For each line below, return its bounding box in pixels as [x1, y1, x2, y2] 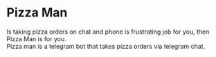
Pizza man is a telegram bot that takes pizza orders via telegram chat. [6, 42, 206, 50]
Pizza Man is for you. [6, 34, 66, 43]
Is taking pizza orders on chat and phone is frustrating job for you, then [6, 27, 210, 36]
